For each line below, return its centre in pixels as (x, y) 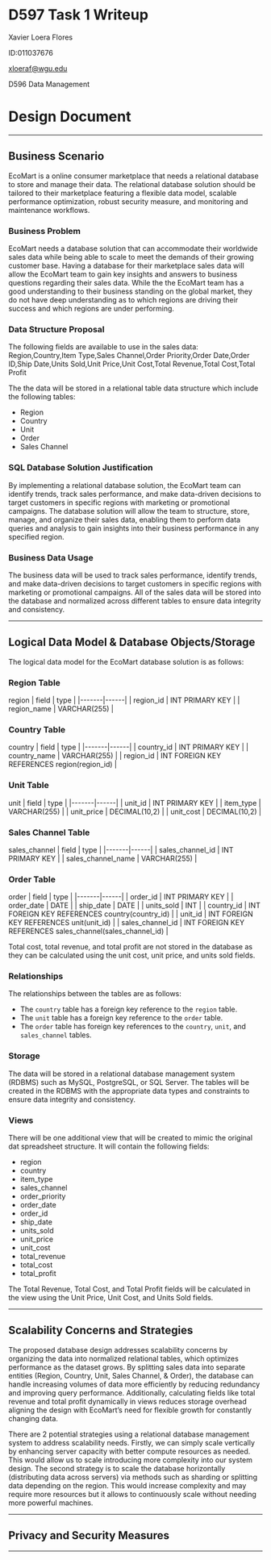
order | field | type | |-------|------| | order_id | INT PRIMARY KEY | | (121, 897)
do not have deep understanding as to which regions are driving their (123, 299)
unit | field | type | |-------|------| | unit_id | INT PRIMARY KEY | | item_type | (135, 803)
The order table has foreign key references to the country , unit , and (133, 1027)
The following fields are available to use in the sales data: (104, 347)
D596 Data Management (49, 84)
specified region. (36, 536)
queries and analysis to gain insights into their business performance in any (134, 528)
